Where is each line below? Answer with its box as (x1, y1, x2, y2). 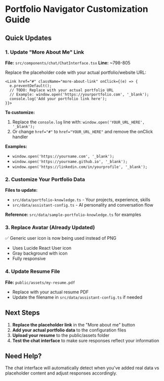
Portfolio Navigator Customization (5, 3, 148, 15)
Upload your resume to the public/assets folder (12, 332, 110, 338)
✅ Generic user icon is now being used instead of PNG (5, 235, 117, 241)
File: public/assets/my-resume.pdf (5, 279, 76, 285)
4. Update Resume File (5, 268, 60, 275)
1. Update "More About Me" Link (5, 49, 84, 55)
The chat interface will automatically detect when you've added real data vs (5, 365, 160, 371)
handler (12, 134, 28, 140)
